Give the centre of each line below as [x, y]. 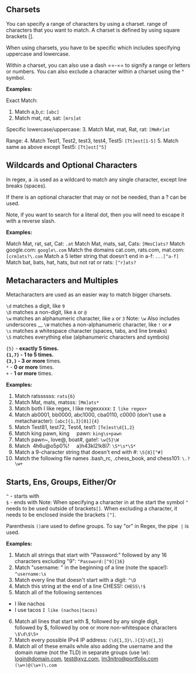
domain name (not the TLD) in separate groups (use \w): [82, 652]
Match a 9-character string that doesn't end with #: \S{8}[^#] [89, 452]
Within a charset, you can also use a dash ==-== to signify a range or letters [98, 65]
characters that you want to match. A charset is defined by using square [93, 30]
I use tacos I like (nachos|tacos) [56, 610]
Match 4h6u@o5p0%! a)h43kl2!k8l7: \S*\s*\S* [75, 446]
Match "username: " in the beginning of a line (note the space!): [91, 567]
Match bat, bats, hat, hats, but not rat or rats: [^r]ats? [71, 262]
